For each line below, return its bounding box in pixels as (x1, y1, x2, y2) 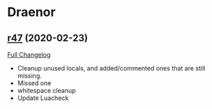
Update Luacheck (17, 94, 69, 102)
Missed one (17, 79, 52, 87)
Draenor (7, 4, 56, 20)
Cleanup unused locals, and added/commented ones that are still (17, 64, 206, 72)
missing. (17, 71, 42, 80)
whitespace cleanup (17, 87, 76, 94)
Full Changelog (7, 50, 51, 59)
